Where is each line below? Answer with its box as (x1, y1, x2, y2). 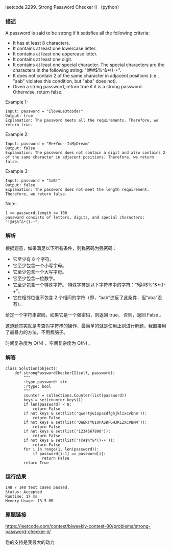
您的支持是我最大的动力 (5, 539, 55, 545)
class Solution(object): (5, 366, 58, 371)
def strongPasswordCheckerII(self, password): (14, 370, 115, 376)
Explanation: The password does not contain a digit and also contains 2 (5, 150, 166, 155)
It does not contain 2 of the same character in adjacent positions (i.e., (12, 73, 159, 79)
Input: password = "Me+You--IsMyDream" (5, 141, 90, 147)
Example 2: (5, 131, 29, 137)
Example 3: (5, 168, 29, 174)
